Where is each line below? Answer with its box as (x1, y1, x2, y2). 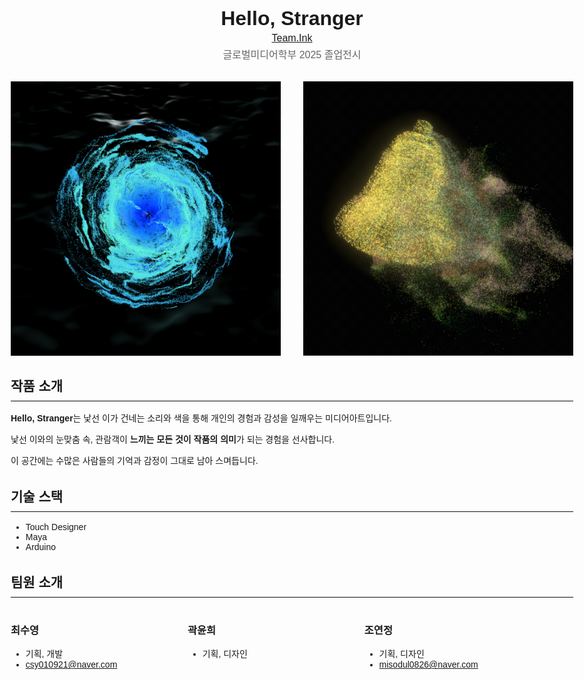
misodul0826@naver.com (378, 659, 479, 671)
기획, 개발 (25, 648, 64, 660)
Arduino (25, 541, 57, 552)
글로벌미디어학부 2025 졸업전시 (222, 49, 362, 61)
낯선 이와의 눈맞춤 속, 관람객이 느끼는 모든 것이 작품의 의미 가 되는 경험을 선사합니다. (10, 433, 336, 445)
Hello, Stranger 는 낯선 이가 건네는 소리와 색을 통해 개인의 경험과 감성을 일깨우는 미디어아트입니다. (10, 412, 392, 424)
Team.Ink (271, 32, 313, 44)
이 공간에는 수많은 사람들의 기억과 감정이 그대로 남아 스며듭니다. (10, 455, 259, 466)
